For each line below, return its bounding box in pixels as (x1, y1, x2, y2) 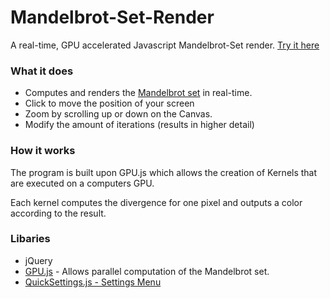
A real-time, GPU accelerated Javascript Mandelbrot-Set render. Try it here (10, 39, 320, 51)
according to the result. (10, 207, 107, 219)
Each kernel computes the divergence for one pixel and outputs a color (10, 196, 303, 208)
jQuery (24, 254, 53, 266)
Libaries (10, 232, 51, 246)
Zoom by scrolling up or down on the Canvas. (24, 108, 213, 120)
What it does (10, 64, 74, 78)
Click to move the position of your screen (24, 97, 195, 110)
